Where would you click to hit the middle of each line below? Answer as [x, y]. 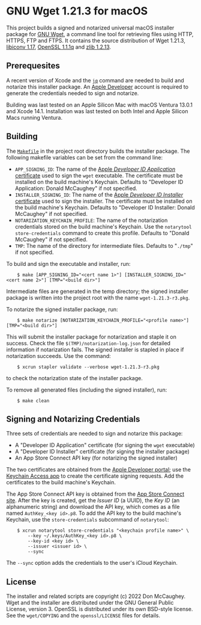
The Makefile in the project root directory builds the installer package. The [98, 151]
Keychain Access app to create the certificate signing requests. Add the [95, 476]
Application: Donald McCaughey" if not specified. [76, 188]
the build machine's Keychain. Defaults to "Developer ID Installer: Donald [105, 207]
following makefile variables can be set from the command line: [85, 157]
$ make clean [33, 401]
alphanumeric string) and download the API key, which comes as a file [93, 507]
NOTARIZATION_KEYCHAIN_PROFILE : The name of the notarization [91, 220]
